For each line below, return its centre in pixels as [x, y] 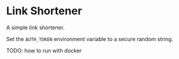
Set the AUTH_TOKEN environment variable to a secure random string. [90, 39]
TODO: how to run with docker [44, 50]
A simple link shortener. [36, 27]
